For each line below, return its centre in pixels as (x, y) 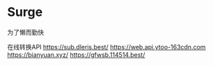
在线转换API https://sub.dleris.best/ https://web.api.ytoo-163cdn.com (106, 47)
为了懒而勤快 (25, 32)
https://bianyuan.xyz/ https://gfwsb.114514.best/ (76, 55)
